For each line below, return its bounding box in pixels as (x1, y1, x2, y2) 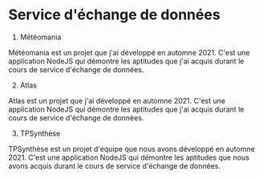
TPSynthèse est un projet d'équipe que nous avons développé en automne (8, 144, 255, 153)
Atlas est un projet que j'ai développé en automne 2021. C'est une (8, 96, 226, 105)
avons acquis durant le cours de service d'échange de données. (8, 161, 221, 170)
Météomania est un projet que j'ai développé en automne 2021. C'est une (8, 47, 250, 57)
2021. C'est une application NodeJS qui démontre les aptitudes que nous (8, 153, 250, 162)
